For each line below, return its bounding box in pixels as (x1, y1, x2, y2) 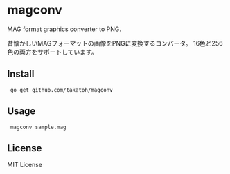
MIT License (7, 161, 43, 169)
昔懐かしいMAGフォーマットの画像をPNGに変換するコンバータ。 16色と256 (7, 39, 223, 47)
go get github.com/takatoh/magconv (10, 86, 113, 93)
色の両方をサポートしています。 (7, 48, 98, 56)
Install (7, 68, 35, 80)
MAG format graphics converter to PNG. (7, 25, 122, 33)
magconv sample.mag (10, 124, 67, 130)
